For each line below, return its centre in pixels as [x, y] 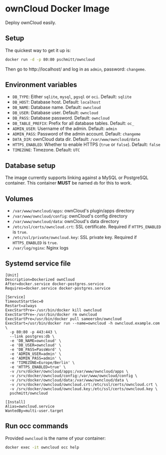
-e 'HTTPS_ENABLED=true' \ [38, 367]
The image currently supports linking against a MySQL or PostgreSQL [77, 177]
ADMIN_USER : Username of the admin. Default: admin [65, 128]
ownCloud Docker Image [57, 9]
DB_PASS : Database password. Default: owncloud [61, 118]
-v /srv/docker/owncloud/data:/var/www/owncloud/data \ [69, 380]
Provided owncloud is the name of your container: [55, 438]
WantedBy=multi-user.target [34, 410]
